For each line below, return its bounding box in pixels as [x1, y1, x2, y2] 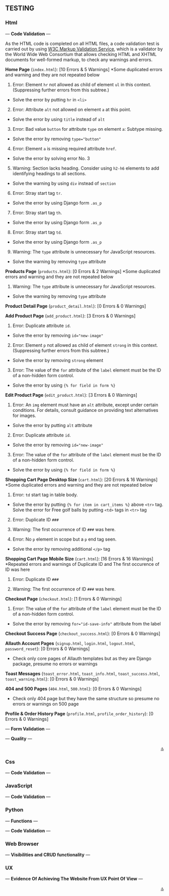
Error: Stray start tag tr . [12, 190, 62, 196]
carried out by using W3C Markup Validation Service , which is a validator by [5, 45, 163, 52]
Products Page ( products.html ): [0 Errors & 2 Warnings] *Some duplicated [5, 268, 161, 274]
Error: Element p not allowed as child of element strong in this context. [12, 342, 158, 348]
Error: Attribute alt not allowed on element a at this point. [12, 106, 132, 113]
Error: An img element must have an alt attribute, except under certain [12, 401, 158, 408]
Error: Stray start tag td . [12, 229, 62, 235]
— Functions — [5, 818, 38, 824]
